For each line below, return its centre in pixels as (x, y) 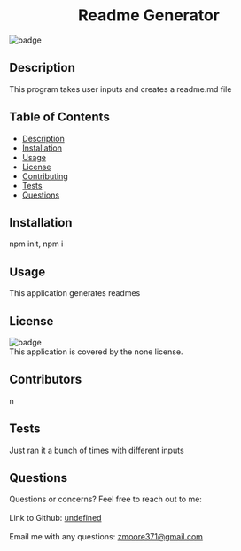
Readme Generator (149, 16)
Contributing (45, 176)
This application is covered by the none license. (96, 352)
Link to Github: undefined (55, 518)
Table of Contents (60, 117)
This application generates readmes (75, 293)
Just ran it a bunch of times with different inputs (97, 450)
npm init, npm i (36, 244)
